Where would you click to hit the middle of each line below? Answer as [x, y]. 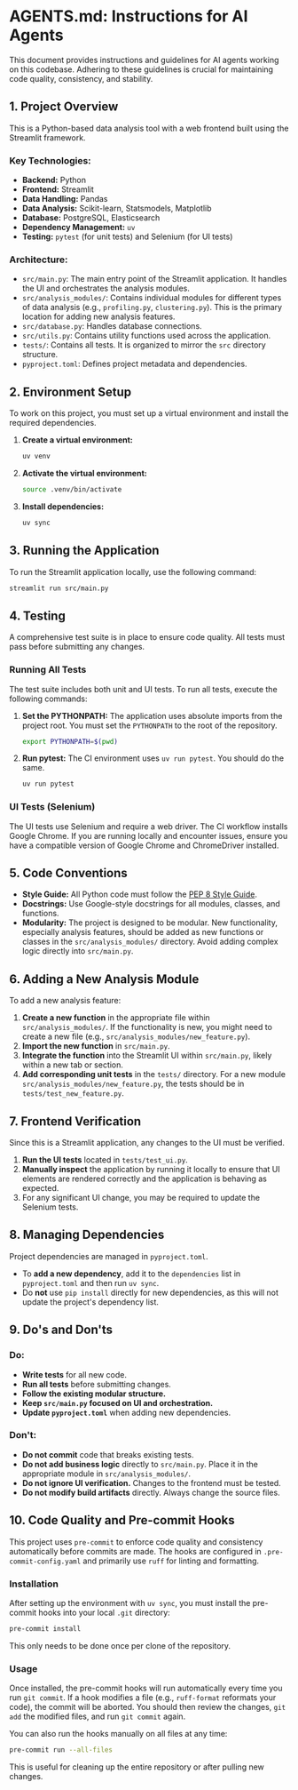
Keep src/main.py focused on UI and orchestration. [118, 1402]
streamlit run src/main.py [59, 588]
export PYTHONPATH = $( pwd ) [70, 741]
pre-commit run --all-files [61, 1750]
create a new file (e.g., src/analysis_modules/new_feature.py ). [136, 1036]
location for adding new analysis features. [98, 316]
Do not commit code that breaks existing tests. [108, 1454]
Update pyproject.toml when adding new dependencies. [126, 1412]
